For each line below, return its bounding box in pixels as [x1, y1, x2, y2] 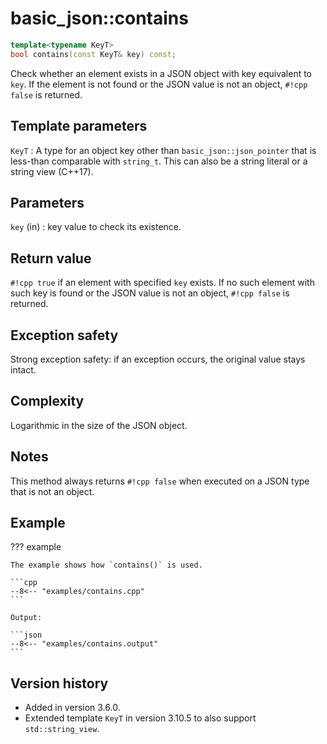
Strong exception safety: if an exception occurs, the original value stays [10, 353, 306, 365]
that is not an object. [10, 485, 95, 497]
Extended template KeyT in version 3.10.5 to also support [24, 712, 257, 724]
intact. [10, 363, 37, 376]
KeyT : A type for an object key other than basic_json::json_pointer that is [10, 144, 317, 156]
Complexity [10, 393, 85, 410]
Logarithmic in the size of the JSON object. [10, 419, 188, 431]
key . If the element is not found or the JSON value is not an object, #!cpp [10, 78, 308, 90]
